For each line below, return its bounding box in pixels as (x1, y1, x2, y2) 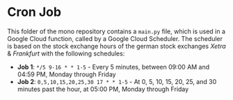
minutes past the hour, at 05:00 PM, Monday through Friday (17, 85, 189, 93)
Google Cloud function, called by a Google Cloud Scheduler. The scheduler (7, 34, 223, 42)
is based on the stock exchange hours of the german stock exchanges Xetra (7, 42, 226, 50)
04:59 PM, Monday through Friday (17, 70, 116, 78)
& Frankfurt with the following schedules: (7, 49, 125, 58)
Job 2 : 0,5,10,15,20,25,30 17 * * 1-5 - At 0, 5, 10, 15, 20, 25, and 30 (17, 77, 217, 85)
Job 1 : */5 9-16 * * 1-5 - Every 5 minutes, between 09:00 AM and (17, 62, 210, 71)
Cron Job (7, 4, 61, 20)
